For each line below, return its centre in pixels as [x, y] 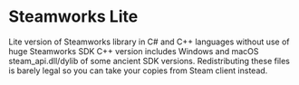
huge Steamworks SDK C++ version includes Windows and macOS [134, 51]
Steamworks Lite [73, 17]
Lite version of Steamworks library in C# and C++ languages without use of [149, 42]
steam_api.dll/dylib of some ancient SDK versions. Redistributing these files [149, 61]
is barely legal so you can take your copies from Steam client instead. [138, 71]
